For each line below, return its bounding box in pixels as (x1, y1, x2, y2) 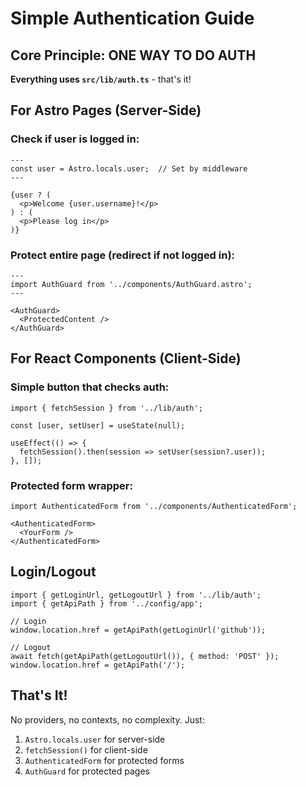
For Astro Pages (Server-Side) (10, 102, 202, 119)
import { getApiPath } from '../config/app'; (10, 598, 203, 609)
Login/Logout (10, 563, 97, 581)
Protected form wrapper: (10, 478, 133, 492)
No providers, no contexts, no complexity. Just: (10, 713, 205, 726)
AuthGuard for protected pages (24, 765, 150, 777)
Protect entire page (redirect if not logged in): (10, 248, 236, 262)
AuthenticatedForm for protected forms (24, 754, 185, 766)
